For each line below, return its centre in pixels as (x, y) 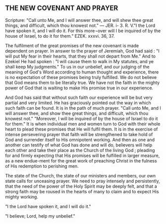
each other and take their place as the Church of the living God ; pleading (80, 150)
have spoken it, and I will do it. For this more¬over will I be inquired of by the (83, 31)
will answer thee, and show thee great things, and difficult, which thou (77, 113)
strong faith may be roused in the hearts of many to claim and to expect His (82, 191)
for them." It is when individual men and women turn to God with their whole (83, 124)
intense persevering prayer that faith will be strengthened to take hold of (79, 134)
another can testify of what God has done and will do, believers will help (79, 145)
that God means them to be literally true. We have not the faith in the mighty (83, 82)
